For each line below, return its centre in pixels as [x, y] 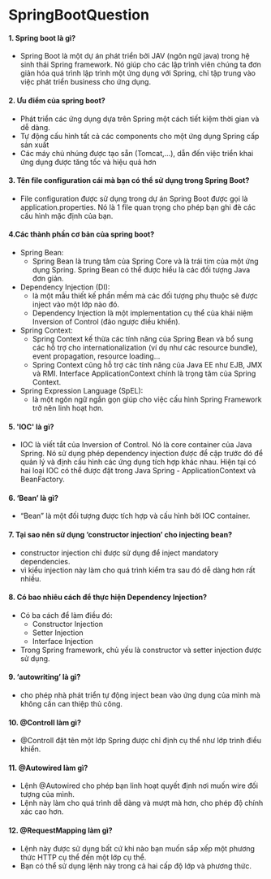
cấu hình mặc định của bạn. [67, 215]
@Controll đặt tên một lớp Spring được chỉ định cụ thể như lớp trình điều [141, 741]
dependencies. [45, 561]
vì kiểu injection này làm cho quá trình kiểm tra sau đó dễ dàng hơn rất [138, 570]
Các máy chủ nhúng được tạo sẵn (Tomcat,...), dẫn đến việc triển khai [137, 153]
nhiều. [31, 578]
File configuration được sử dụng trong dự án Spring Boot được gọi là [134, 198]
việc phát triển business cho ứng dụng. [86, 82]
